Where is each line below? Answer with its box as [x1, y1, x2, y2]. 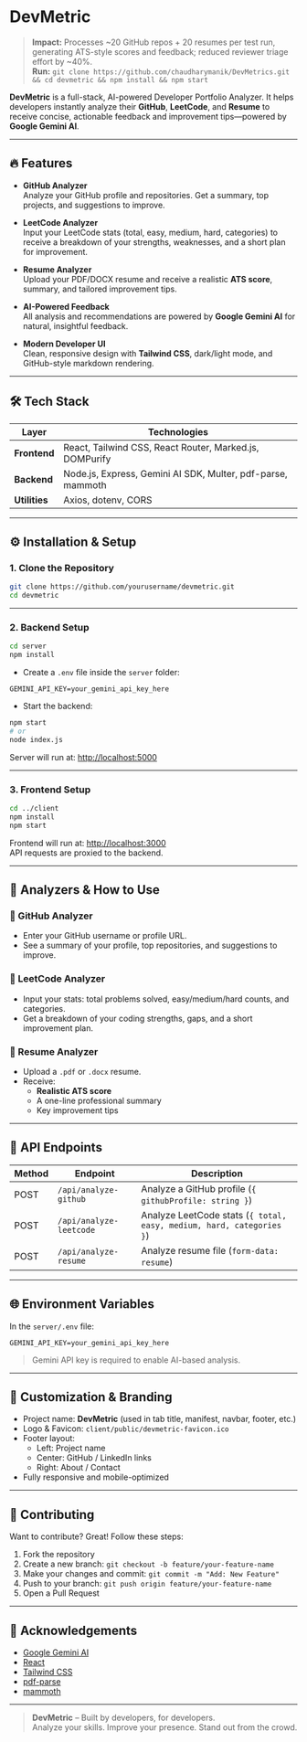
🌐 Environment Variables [9, 1296, 155, 1312]
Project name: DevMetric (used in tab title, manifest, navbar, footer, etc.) [22, 1414, 297, 1425]
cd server [9, 642, 48, 651]
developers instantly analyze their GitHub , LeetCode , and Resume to [9, 101, 270, 112]
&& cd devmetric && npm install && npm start [31, 75, 208, 84]
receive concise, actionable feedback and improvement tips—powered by [9, 111, 288, 122]
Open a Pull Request [22, 1588, 101, 1599]
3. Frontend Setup [9, 783, 91, 796]
